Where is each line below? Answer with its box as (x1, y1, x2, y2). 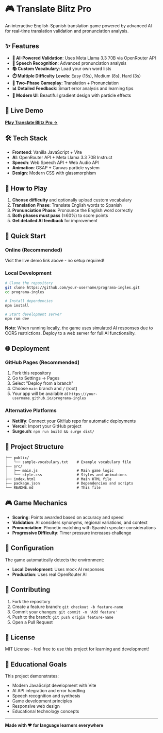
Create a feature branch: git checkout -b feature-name (12, 604, 124, 609)
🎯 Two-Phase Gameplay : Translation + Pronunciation (12, 80, 119, 86)
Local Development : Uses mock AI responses (12, 566, 104, 572)
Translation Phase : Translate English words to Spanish (12, 202, 122, 208)
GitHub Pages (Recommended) (5, 359, 80, 366)
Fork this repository (12, 370, 51, 375)
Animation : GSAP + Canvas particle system (12, 165, 100, 171)
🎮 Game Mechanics (5, 499, 68, 507)
